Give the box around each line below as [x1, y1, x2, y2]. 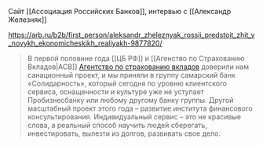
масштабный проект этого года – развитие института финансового [27, 104, 253, 113]
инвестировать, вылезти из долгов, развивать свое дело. [27, 129, 221, 138]
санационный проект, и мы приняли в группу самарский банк [27, 71, 236, 79]
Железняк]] [8, 15, 47, 24]
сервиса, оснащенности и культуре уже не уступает [27, 87, 204, 97]
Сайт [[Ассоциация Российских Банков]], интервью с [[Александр [8, 7, 232, 16]
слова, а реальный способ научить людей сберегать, [27, 121, 208, 130]
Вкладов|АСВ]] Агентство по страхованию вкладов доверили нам [27, 62, 250, 71]
